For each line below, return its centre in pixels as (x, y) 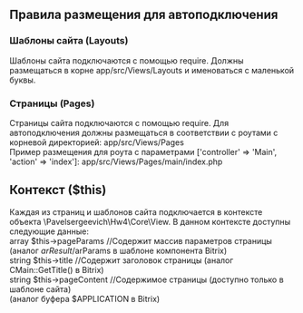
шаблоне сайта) (40, 289)
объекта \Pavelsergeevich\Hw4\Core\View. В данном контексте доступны (150, 221)
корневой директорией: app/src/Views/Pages (97, 142)
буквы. (23, 80)
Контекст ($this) (58, 190)
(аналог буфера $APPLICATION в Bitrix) (85, 298)
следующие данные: (49, 231)
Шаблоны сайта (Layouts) (69, 41)
